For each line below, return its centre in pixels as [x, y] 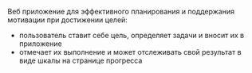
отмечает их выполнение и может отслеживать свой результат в [130, 52]
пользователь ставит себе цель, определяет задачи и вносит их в [132, 35]
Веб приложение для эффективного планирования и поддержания [121, 12]
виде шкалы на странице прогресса [81, 60]
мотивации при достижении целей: [68, 20]
